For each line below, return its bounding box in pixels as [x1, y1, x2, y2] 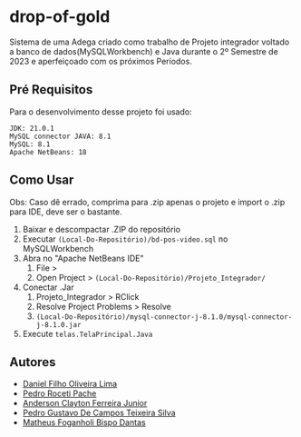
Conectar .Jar [22, 282, 74, 293]
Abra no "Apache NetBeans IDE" [22, 253, 144, 263]
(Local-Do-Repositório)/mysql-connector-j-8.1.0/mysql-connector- [35, 312, 293, 322]
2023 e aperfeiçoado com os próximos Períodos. [9, 55, 192, 66]
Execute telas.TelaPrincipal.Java [22, 328, 153, 339]
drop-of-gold [9, 6, 111, 27]
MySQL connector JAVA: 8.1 [9, 132, 112, 141]
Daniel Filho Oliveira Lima [22, 379, 118, 390]
